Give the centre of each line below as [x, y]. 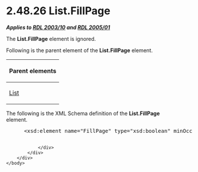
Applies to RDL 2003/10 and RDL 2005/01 [58, 27]
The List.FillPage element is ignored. [51, 39]
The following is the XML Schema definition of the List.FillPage [83, 113]
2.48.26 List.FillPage [58, 11]
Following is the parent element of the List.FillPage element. [79, 50]
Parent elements [33, 71]
